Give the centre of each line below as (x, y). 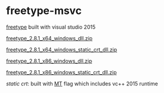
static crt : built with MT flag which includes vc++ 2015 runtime (82, 84)
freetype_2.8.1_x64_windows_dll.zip (49, 38)
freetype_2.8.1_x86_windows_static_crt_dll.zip (61, 72)
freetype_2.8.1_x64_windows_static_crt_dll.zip (62, 49)
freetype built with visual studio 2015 (51, 27)
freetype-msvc (44, 11)
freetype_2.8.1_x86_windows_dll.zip (49, 61)
